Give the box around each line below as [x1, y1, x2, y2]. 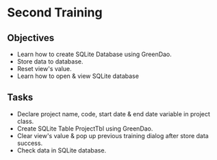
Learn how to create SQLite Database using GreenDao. [16, 50, 173, 58]
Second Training [7, 5, 103, 21]
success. [16, 139, 43, 147]
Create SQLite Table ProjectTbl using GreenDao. [16, 124, 153, 133]
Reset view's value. [16, 65, 72, 72]
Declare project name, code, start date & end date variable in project [16, 109, 211, 118]
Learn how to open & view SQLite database [16, 72, 139, 80]
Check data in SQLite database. [16, 146, 107, 155]
